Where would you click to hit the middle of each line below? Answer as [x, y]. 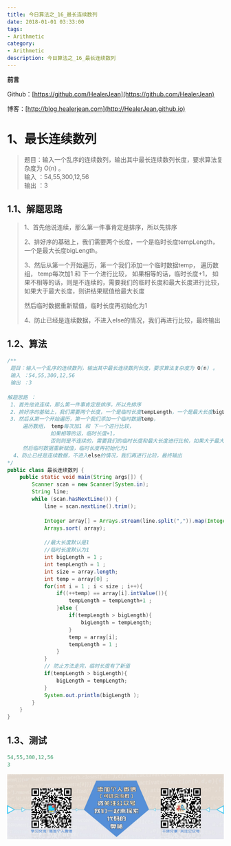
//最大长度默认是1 [66, 543]
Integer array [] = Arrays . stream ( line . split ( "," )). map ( [125, 521]
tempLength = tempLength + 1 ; [110, 601]
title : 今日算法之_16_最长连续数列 [52, 14]
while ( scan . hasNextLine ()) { [75, 499]
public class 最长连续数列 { [46, 470]
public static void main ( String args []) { [81, 477]
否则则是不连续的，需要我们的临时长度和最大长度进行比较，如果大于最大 [137, 441]
